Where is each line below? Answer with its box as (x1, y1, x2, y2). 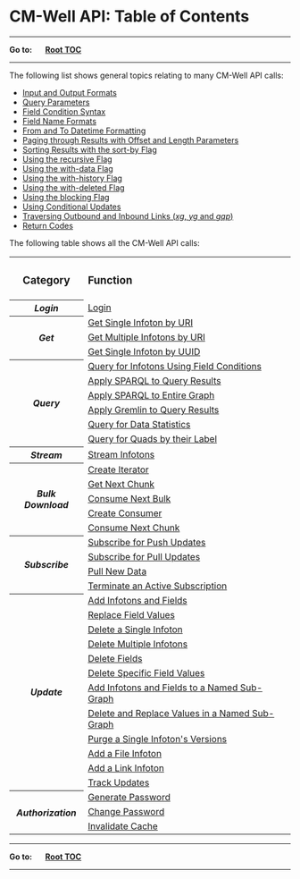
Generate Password (87, 791, 171, 804)
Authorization (16, 807, 78, 819)
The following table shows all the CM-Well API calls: (9, 237, 200, 248)
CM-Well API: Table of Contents (9, 6, 250, 27)
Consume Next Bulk (87, 493, 171, 505)
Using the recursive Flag (21, 154, 113, 165)
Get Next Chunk (87, 478, 154, 491)
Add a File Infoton (87, 748, 162, 760)
